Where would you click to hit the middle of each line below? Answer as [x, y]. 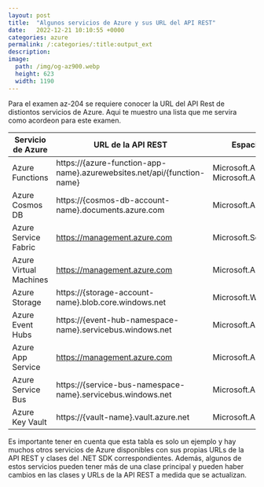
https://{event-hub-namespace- [117, 320]
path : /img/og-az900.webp [58, 67]
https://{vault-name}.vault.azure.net [123, 417]
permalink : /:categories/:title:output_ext [81, 45]
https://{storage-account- [105, 292]
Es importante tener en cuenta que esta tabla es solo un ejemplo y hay [122, 441]
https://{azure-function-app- [112, 163]
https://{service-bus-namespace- [121, 384]
